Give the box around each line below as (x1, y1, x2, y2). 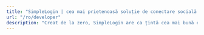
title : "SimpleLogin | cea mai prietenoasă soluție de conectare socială (6, 8, 197, 15)
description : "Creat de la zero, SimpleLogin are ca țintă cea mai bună (6, 20, 194, 26)
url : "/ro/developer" (6, 14, 61, 20)
